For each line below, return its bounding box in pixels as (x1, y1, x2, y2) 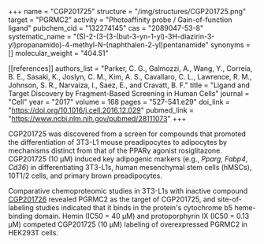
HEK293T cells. (8, 228, 59, 237)
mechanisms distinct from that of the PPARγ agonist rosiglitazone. (8, 146, 223, 155)
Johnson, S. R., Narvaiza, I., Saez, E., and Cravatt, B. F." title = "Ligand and (8, 80, 250, 90)
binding (8, 212, 33, 220)
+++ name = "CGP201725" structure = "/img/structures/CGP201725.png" (8, 7, 247, 16)
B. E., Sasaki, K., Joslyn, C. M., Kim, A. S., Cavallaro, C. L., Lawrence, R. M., (8, 72, 252, 81)
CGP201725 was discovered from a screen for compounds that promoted (8, 129, 247, 139)
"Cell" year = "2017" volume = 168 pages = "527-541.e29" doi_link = (8, 98, 230, 106)
